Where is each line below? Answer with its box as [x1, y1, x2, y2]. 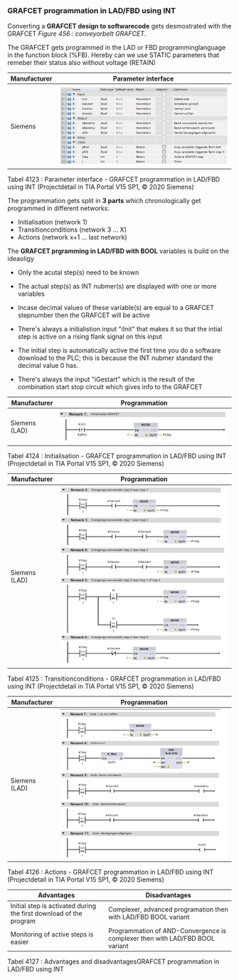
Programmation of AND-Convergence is [107, 926, 226, 935]
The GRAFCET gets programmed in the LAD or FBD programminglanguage [7, 43, 226, 52]
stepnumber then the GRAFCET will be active [17, 311, 151, 319]
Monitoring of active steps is [10, 930, 94, 939]
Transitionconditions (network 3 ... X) [17, 225, 127, 234]
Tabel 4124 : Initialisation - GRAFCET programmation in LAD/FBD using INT [7, 451, 227, 460]
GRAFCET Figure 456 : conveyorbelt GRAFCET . [7, 29, 147, 38]
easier [10, 938, 29, 947]
